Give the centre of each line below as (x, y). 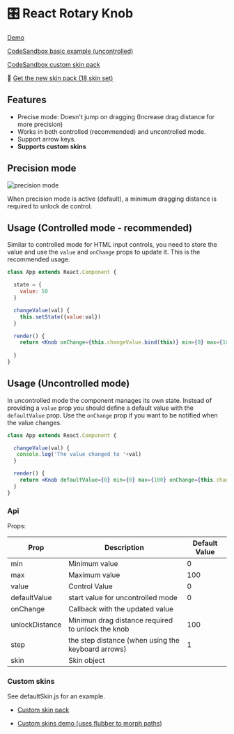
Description (124, 547)
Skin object (87, 660)
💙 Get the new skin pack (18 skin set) (60, 78)
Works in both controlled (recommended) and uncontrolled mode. (112, 131)
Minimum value (93, 563)
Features (27, 100)
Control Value (91, 586)
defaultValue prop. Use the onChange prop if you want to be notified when (112, 415)
